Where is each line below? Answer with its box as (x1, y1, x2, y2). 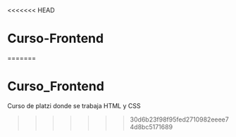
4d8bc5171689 (130, 122, 173, 131)
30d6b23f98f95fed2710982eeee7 (130, 115, 229, 124)
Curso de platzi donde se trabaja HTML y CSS (7, 101, 141, 110)
